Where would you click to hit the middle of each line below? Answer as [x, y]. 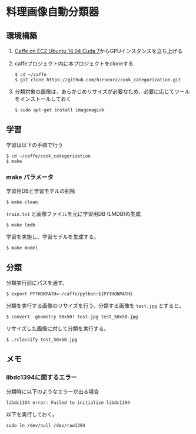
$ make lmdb [21, 225]
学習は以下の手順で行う [34, 144]
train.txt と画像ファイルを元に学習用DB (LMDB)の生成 [74, 214]
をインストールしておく [43, 99]
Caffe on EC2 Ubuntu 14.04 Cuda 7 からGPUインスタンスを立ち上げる [99, 51]
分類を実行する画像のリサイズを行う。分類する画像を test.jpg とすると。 [95, 305]
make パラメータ [30, 177]
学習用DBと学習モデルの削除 [41, 191]
